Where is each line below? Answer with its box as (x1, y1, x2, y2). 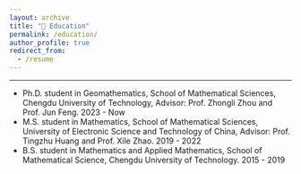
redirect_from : (9, 47, 66, 56)
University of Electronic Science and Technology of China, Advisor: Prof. (21, 126, 291, 136)
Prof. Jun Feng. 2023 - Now (21, 107, 125, 117)
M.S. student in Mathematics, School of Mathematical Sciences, (21, 117, 259, 126)
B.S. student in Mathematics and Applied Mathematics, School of (21, 145, 262, 155)
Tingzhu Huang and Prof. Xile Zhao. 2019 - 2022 (21, 135, 202, 146)
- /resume (17, 55, 54, 64)
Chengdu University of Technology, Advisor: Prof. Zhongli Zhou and (21, 98, 273, 108)
